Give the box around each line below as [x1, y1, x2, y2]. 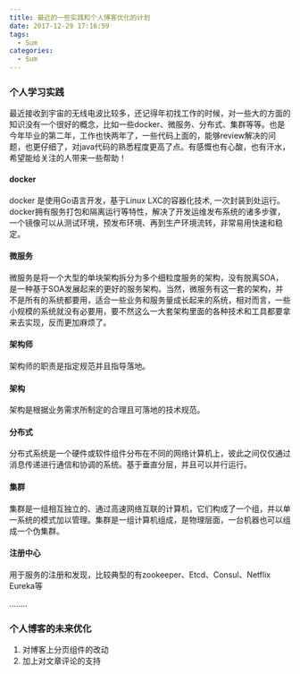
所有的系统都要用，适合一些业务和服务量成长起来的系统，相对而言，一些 [24, 294, 291, 305]
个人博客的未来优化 [9, 622, 92, 635]
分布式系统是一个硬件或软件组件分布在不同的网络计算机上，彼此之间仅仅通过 [9, 448, 291, 459]
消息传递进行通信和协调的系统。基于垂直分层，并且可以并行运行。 [9, 459, 252, 470]
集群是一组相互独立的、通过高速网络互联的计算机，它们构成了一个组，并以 [9, 503, 283, 514]
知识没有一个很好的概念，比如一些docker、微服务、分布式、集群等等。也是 [9, 119, 286, 130]
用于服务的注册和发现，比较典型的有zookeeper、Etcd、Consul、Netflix [9, 569, 271, 580]
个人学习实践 [9, 86, 65, 98]
